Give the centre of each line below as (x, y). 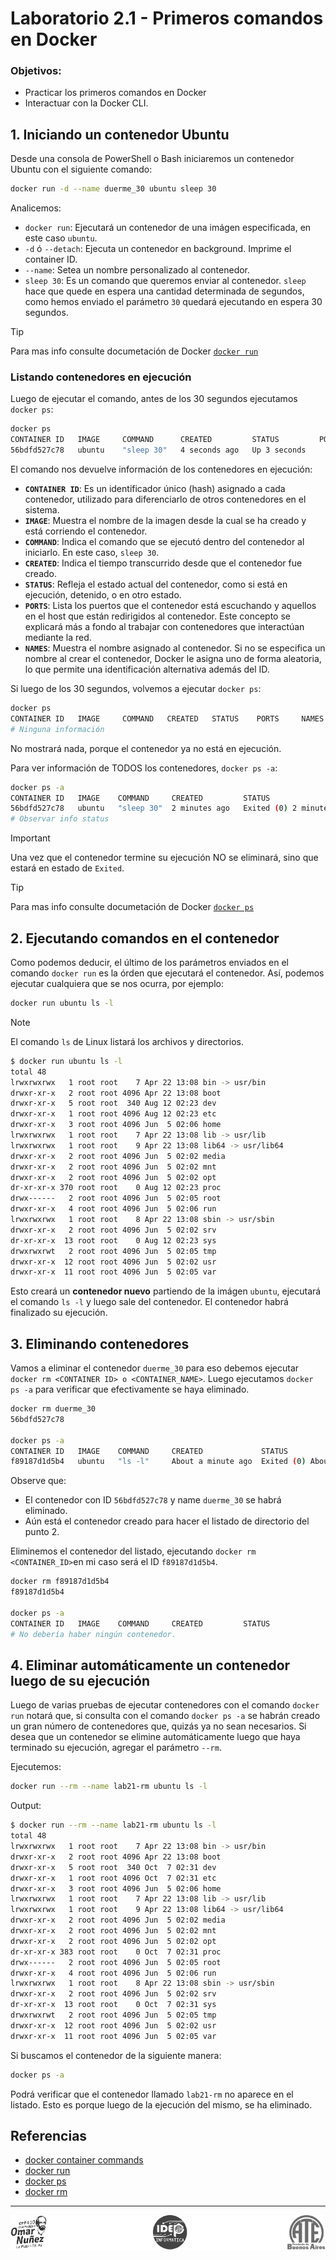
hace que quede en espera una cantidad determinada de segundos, (164, 291)
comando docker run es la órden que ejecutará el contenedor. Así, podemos (167, 973)
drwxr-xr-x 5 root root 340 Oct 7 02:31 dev (113, 1867)
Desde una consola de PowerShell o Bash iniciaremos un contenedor (152, 159)
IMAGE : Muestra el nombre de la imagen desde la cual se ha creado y (165, 521)
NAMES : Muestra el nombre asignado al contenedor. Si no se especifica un (175, 648)
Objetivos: (36, 71)
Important (30, 838)
